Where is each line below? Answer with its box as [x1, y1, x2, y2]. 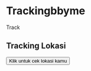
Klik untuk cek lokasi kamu [9, 57, 67, 64]
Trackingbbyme [6, 4, 86, 18]
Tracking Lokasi [6, 41, 66, 51]
